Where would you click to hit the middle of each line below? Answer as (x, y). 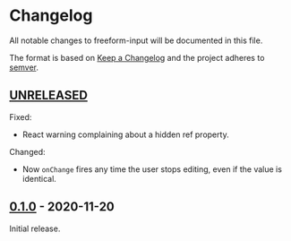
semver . (24, 67)
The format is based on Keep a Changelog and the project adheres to (137, 57)
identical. (39, 178)
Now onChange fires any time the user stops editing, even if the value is (152, 169)
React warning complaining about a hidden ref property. (126, 134)
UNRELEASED (48, 95)
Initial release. (35, 228)
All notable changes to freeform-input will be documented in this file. (136, 40)
